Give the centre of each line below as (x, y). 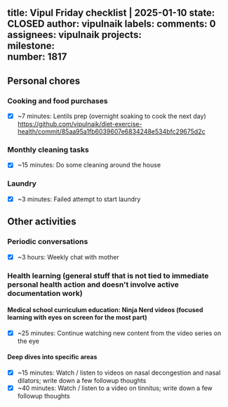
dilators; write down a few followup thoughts (82, 381)
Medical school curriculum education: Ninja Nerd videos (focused (105, 310)
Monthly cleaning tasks (48, 150)
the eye (28, 341)
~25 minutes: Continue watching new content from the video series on (119, 333)
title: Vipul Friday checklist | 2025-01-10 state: (111, 13)
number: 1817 (37, 57)
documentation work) (45, 293)
